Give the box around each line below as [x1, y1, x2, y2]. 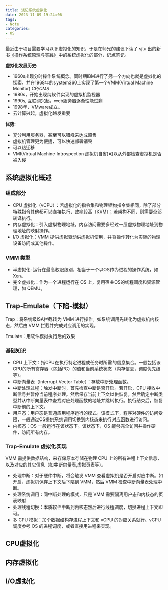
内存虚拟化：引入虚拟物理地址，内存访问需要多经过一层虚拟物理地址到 [12, 221, 159, 227]
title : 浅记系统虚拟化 [5, 7, 48, 13]
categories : [5, 26, 30, 31]
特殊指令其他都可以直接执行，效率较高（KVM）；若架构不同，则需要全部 [12, 208, 162, 215]
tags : [5, 17, 17, 22]
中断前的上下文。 [12, 404, 48, 410]
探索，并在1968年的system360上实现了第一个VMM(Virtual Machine [12, 79, 153, 86]
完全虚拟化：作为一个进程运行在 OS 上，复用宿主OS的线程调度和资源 [12, 279, 156, 285]
